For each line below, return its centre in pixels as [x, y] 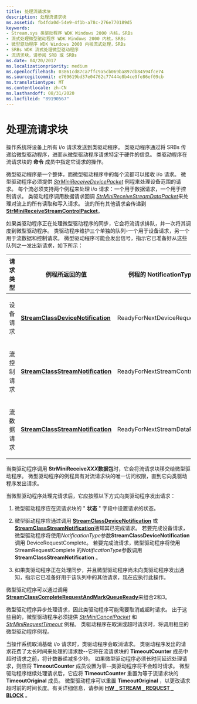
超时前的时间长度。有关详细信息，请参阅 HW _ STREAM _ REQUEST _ [90, 688]
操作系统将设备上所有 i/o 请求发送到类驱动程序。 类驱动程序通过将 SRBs [93, 147]
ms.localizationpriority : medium [47, 66]
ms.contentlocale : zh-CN [36, 88]
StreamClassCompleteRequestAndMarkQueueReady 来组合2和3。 [88, 597]
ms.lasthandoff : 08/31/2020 [40, 93]
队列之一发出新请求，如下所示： [45, 245]
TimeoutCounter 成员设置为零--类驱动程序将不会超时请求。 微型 [111, 666]
